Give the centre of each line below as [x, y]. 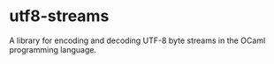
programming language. [53, 49]
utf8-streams [59, 16]
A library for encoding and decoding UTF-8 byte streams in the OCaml [137, 40]
